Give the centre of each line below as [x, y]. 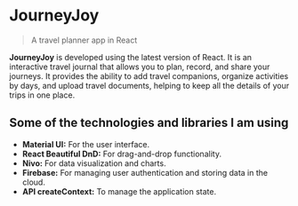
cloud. [34, 182]
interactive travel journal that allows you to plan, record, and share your [140, 67]
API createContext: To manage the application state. [119, 191]
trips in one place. [42, 95]
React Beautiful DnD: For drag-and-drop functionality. [122, 154]
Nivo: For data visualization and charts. [94, 163]
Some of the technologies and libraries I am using [149, 123]
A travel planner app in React [84, 40]
